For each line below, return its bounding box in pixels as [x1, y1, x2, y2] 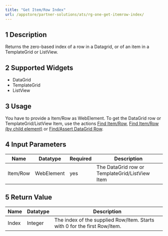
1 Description [5, 30, 47, 39]
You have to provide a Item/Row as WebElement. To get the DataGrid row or [5, 115, 161, 121]
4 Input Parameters [5, 140, 66, 149]
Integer [26, 219, 44, 226]
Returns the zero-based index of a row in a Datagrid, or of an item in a [5, 43, 149, 50]
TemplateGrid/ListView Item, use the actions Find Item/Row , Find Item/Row [5, 120, 159, 126]
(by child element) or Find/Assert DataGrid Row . [5, 125, 103, 131]
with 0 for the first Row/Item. [54, 222, 121, 229]
